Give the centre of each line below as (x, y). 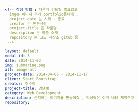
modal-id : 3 (17, 56)
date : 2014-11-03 (23, 60)
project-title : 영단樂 (27, 88)
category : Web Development (33, 93)
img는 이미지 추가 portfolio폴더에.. (44, 14)
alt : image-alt (21, 70)
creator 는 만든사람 (28, 24)
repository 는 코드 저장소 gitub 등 (44, 38)
